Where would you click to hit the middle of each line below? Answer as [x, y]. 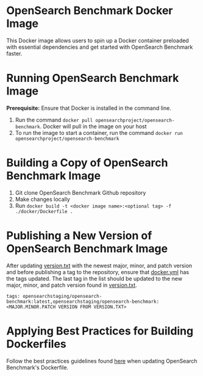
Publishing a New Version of [79, 236]
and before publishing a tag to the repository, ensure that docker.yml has [98, 272]
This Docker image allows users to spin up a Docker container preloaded [98, 40]
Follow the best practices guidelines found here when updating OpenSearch [102, 361]
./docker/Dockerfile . [44, 211]
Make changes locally [42, 199]
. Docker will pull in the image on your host [94, 126]
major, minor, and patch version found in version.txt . [72, 285]
